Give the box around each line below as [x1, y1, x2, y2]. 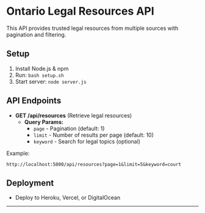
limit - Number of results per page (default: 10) [33, 131, 154, 139]
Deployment [6, 178, 54, 188]
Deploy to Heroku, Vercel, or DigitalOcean [15, 194, 121, 201]
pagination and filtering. [6, 31, 67, 38]
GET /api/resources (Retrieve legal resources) [15, 112, 132, 119]
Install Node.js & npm [15, 65, 69, 72]
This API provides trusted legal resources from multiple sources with [6, 24, 179, 32]
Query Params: [24, 118, 64, 126]
